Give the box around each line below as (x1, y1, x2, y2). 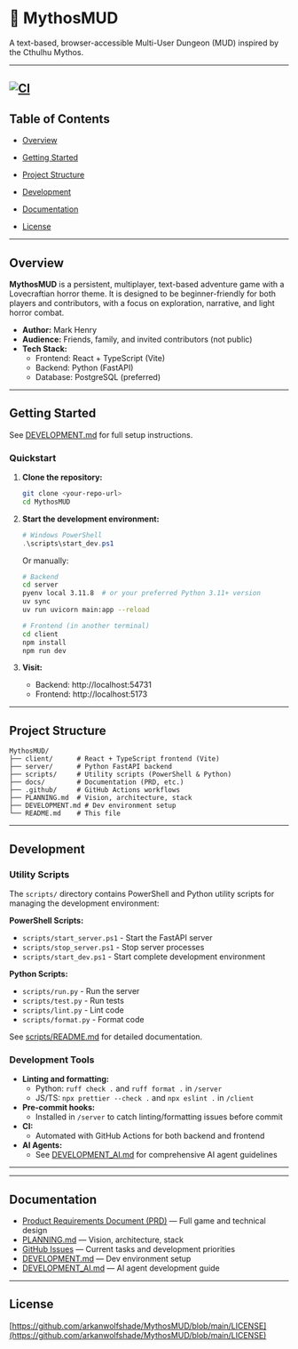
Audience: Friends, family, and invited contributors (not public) (21, 334, 253, 344)
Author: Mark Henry (21, 324, 98, 335)
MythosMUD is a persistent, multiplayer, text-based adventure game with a (9, 279, 285, 289)
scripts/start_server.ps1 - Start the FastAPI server (21, 932, 213, 942)
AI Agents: (21, 1140, 63, 1151)
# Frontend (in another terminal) (21, 621, 150, 630)
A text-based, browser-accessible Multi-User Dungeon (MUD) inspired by (9, 37, 279, 48)
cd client (21, 629, 59, 639)
